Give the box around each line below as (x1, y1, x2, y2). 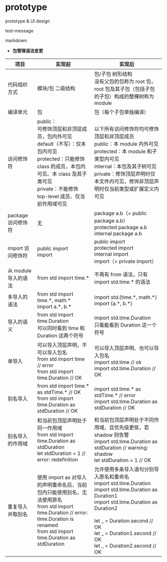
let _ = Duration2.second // (94, 542, 157, 549)
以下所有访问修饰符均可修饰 (94, 125, 159, 132)
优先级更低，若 (114, 424, 149, 431)
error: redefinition (37, 456, 79, 463)
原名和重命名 (99, 473, 129, 480)
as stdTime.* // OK (37, 389, 81, 396)
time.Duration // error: (37, 509, 88, 516)
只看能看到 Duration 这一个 (94, 321, 157, 328)
